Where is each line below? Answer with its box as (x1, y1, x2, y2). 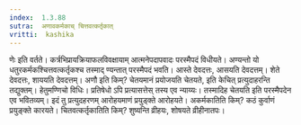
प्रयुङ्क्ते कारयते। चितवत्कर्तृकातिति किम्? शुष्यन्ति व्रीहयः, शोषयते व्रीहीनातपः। (9, 105, 226, 116)
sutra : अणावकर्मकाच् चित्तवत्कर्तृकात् (9, 22, 114, 31)
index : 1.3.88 (9, 13, 66, 22)
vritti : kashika (9, 30, 75, 39)
